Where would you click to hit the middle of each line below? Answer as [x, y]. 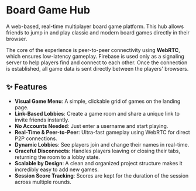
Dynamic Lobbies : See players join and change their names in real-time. [102, 144]
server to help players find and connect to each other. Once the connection [97, 62]
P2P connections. [36, 138]
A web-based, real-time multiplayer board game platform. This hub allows [95, 26]
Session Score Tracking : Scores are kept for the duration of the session [102, 175]
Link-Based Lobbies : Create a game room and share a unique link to [97, 113]
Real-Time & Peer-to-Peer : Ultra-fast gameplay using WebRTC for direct [102, 132]
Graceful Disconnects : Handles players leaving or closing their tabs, [97, 151]
